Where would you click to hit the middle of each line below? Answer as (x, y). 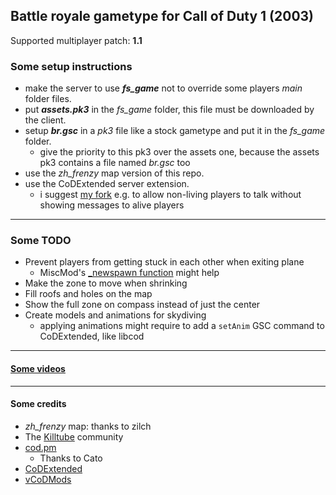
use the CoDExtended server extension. (107, 184)
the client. (45, 120)
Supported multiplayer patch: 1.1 (76, 40)
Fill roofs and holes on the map (88, 294)
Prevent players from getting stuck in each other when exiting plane (164, 262)
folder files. (48, 99)
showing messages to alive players (112, 205)
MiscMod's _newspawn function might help (129, 273)
